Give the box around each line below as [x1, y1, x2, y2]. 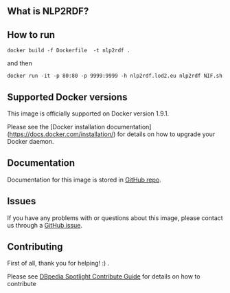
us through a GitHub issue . [7, 221, 83, 229]
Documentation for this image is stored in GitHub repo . [7, 175, 161, 184]
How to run [7, 29, 56, 41]
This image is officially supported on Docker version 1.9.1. [7, 109, 170, 118]
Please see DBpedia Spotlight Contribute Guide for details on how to [7, 272, 200, 281]
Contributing [7, 241, 63, 253]
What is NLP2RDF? [7, 6, 89, 17]
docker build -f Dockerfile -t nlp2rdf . [7, 47, 130, 54]
